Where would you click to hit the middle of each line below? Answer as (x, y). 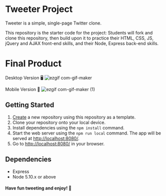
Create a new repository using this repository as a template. (74, 117)
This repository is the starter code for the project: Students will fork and (79, 32)
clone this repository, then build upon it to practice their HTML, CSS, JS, (79, 38)
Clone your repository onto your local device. (59, 122)
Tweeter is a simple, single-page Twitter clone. (53, 23)
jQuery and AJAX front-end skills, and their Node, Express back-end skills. (82, 43)
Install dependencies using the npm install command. (68, 127)
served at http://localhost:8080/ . (46, 138)
